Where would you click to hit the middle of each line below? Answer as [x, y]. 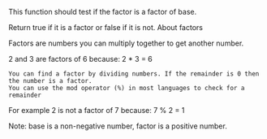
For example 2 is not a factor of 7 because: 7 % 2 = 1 [97, 110]
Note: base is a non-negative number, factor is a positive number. [118, 126]
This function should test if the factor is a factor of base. [103, 12]
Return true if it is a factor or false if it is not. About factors [106, 27]
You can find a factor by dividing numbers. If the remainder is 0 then [134, 74]
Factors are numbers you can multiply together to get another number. [126, 43]
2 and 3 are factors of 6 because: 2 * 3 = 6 [80, 59]
